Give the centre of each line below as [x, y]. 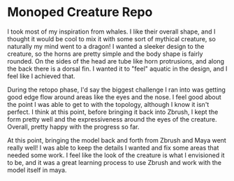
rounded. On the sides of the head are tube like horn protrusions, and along [116, 61]
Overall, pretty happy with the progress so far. [73, 126]
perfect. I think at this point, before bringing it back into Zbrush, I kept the [113, 112]
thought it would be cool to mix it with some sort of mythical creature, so [112, 38]
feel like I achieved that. [41, 76]
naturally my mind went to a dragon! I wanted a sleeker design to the [106, 46]
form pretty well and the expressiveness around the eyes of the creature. [112, 119]
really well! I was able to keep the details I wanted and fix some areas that [113, 147]
